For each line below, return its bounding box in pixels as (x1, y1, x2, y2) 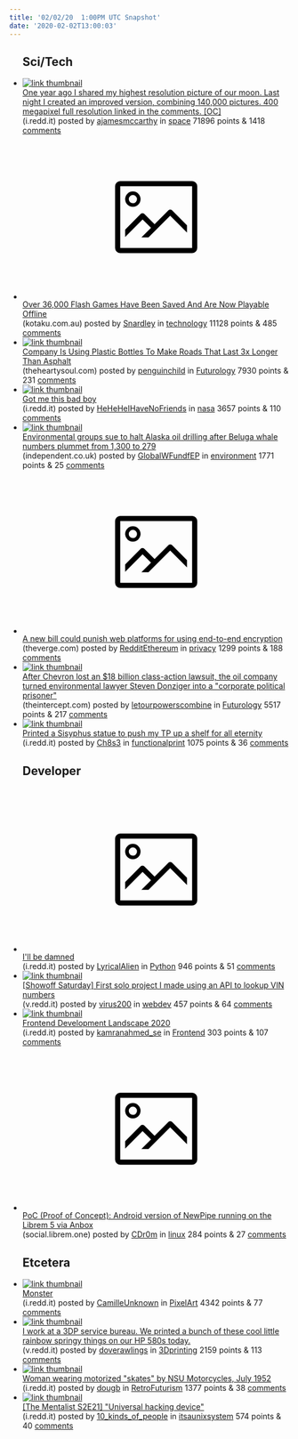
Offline (21, 308, 47, 319)
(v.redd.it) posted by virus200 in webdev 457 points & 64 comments (21, 998, 273, 1009)
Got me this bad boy (21, 393, 97, 404)
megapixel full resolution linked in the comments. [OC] (21, 106, 221, 117)
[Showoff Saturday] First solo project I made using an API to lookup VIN (21, 980, 285, 990)
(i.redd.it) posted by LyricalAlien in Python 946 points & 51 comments (21, 960, 276, 971)
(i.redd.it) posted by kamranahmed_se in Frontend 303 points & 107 (21, 1027, 269, 1038)
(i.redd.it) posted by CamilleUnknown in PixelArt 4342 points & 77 (21, 1297, 263, 1308)
